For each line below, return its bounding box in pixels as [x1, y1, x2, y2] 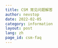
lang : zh [5, 30, 24, 35]
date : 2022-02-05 [5, 16, 42, 21]
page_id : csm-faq [5, 35, 42, 40]
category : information [5, 21, 53, 26]
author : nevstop [5, 12, 39, 17]
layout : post [5, 26, 33, 31]
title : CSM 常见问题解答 [5, 7, 53, 12]
